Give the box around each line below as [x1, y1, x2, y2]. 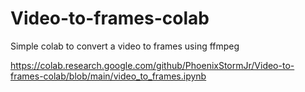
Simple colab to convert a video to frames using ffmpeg [10, 40, 240, 52]
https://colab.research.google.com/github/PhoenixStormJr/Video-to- [10, 59, 295, 71]
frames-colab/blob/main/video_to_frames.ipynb [10, 70, 207, 82]
